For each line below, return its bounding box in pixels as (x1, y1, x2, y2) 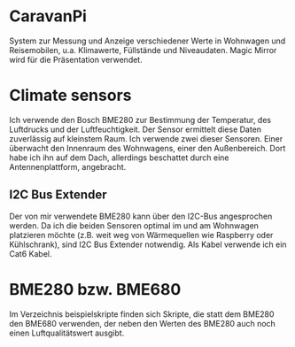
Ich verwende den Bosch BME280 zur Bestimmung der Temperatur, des (9, 114, 272, 125)
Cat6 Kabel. (9, 248, 52, 258)
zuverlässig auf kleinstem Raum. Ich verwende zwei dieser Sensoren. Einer (9, 133, 283, 143)
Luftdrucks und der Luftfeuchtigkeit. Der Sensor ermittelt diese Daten (9, 124, 262, 135)
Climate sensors (9, 86, 132, 105)
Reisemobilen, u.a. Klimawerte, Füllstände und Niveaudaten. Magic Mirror (9, 44, 277, 55)
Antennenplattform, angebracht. (9, 161, 127, 172)
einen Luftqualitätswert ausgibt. (9, 328, 125, 338)
